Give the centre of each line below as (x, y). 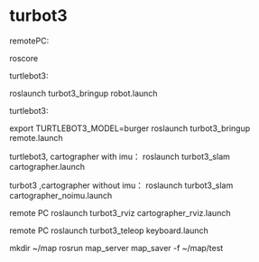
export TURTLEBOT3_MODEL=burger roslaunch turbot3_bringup (130, 128)
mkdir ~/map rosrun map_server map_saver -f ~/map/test (116, 248)
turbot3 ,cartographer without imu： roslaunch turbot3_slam (121, 185)
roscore (24, 58)
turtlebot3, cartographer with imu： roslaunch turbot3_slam (120, 156)
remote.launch (36, 137)
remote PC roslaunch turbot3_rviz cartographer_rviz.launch (120, 212)
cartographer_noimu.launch (61, 195)
